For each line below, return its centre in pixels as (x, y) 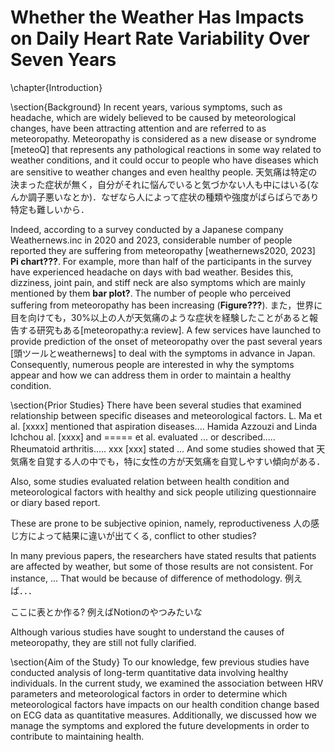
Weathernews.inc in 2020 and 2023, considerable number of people (151, 240)
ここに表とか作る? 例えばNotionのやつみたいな (106, 612)
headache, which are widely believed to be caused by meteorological (153, 117)
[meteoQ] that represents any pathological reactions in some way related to (166, 149)
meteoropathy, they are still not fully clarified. (103, 642)
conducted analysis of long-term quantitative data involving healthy (149, 672)
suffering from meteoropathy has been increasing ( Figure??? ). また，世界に (166, 305)
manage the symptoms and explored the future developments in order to (160, 725)
